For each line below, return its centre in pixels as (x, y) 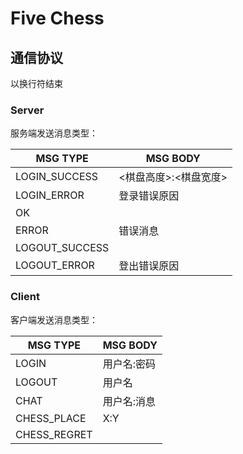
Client (25, 297)
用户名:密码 (129, 364)
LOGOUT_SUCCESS (62, 248)
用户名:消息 (129, 401)
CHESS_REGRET (54, 434)
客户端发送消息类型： (54, 319)
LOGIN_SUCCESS (57, 177)
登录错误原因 (149, 196)
